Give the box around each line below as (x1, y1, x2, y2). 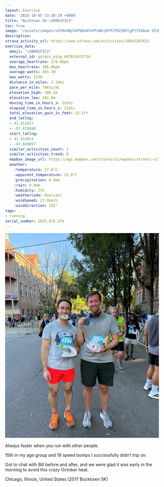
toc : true (5, 23, 25, 28)
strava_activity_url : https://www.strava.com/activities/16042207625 (5, 39, 150, 44)
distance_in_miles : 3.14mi (9, 80, 64, 85)
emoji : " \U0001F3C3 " (9, 49, 51, 54)
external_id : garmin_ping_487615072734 (9, 54, 91, 59)
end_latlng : (9, 116, 34, 121)
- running (5, 214, 25, 218)
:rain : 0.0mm (14, 183, 41, 188)
